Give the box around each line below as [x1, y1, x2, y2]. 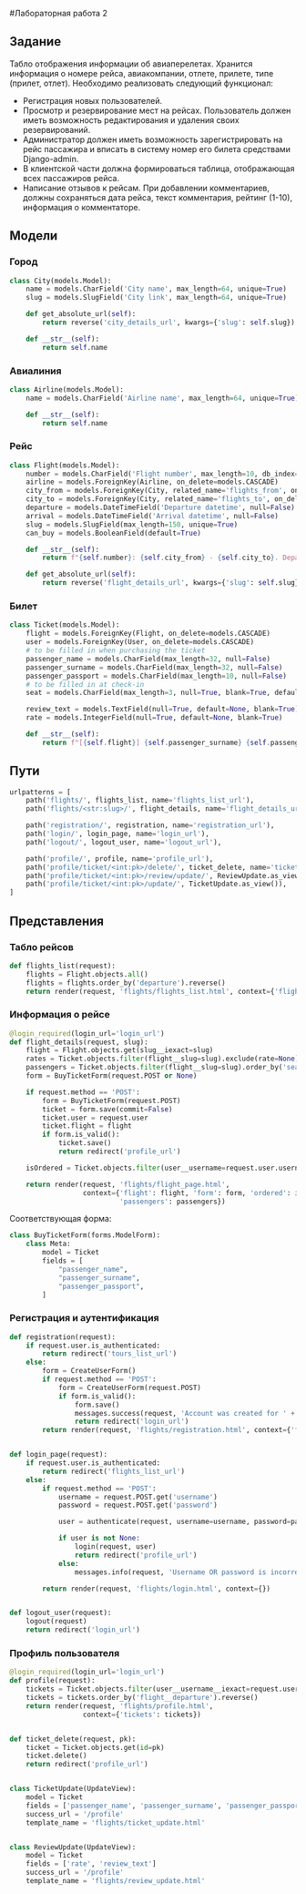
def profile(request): [9, 1676, 96, 1685]
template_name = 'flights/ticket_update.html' [25, 1817, 206, 1827]
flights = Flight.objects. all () [25, 969, 148, 978]
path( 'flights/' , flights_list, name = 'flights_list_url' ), [25, 796, 255, 805]
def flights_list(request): [9, 961, 117, 970]
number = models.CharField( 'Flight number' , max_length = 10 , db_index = [25, 469, 300, 478]
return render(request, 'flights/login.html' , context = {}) [42, 1584, 271, 1593]
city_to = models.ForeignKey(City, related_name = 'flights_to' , [25, 495, 271, 504]
